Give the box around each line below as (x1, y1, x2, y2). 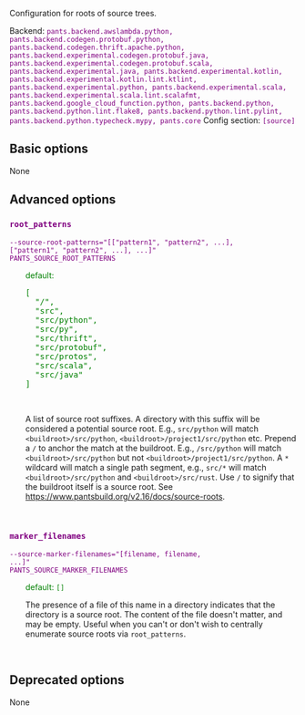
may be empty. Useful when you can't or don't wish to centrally (25, 618, 264, 629)
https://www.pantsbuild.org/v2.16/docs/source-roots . (25, 491, 226, 502)
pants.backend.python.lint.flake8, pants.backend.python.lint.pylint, (9, 107, 283, 116)
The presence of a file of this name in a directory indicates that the (25, 599, 276, 610)
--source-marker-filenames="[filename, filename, (9, 549, 202, 559)
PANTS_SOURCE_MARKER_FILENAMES (9, 565, 128, 575)
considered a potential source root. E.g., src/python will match (25, 423, 259, 434)
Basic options (9, 141, 89, 157)
